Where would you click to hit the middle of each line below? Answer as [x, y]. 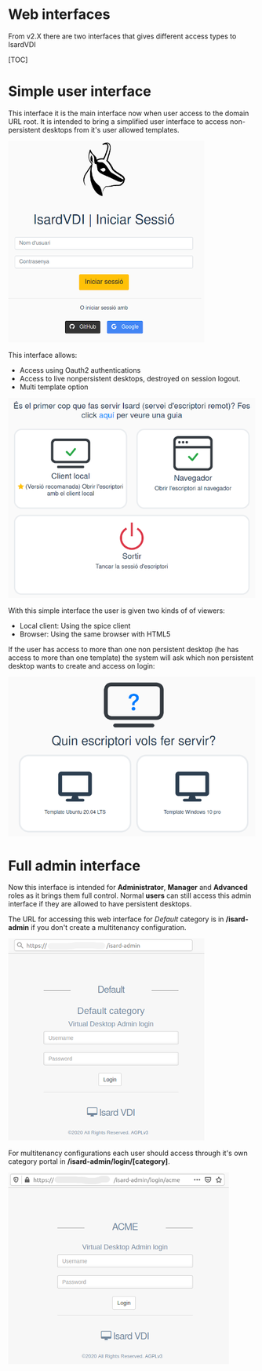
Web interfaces [59, 15]
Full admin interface [75, 866]
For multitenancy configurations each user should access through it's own [128, 1153]
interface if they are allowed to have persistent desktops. [100, 904]
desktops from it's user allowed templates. [111, 129]
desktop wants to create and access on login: [82, 666]
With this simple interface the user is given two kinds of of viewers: [116, 611]
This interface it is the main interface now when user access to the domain [129, 113]
